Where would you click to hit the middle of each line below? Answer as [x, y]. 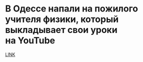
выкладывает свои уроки [61, 30]
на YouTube [30, 41]
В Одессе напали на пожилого [72, 9]
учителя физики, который [62, 19]
